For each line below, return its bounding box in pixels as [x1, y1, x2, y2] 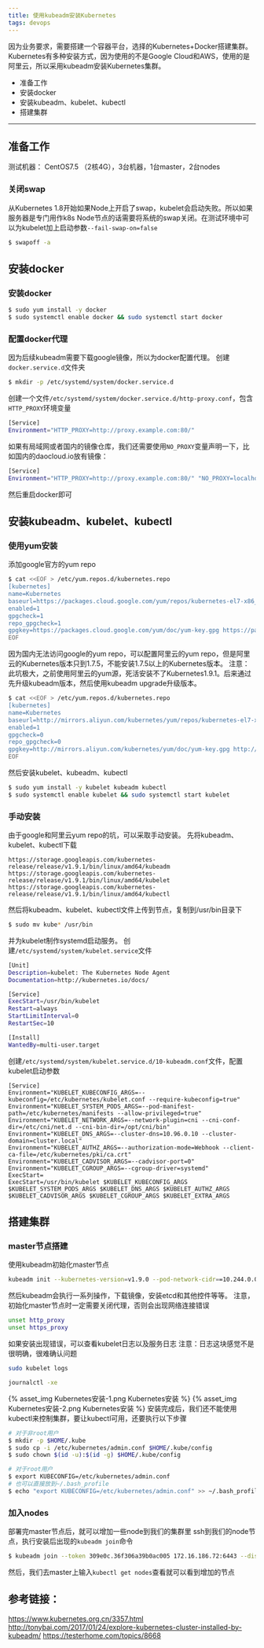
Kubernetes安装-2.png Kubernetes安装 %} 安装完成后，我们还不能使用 [8, 1403, 237, 1413]
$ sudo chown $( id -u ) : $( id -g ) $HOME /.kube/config [8, 1451, 181, 1459]
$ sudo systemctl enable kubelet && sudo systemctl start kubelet [8, 791, 230, 799]
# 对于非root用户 [8, 1429, 59, 1437]
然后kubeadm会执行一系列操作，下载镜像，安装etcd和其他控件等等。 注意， [8, 1291, 255, 1300]
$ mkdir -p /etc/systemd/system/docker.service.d [8, 378, 174, 386]
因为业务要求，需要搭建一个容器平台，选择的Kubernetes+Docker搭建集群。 [8, 41, 253, 51]
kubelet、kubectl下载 [8, 841, 77, 850]
